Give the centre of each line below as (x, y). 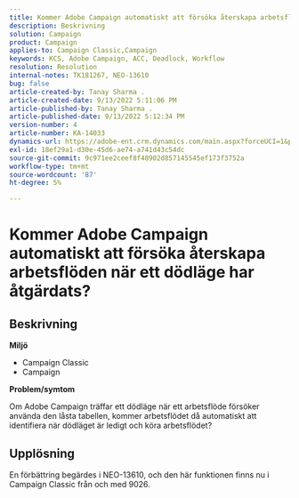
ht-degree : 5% (36, 183)
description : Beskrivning (57, 26)
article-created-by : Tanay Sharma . (77, 92)
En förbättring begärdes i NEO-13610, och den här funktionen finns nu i (139, 474)
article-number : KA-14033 (57, 133)
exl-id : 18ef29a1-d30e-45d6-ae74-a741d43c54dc (97, 149)
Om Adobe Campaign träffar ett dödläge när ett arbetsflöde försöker (134, 406)
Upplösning (42, 453)
